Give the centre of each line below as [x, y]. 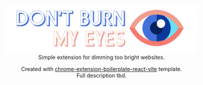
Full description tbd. [102, 75]
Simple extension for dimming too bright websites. [102, 57]
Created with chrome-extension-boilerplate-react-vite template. [102, 69]
